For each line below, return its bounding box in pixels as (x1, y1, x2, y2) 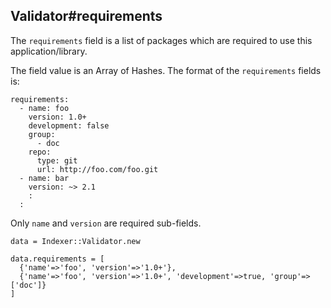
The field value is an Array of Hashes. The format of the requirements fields (10, 64, 322, 76)
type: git (36, 155, 78, 166)
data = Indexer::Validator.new (10, 236, 141, 246)
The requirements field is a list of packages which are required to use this (10, 34, 313, 46)
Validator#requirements (10, 8, 163, 25)
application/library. (10, 45, 88, 57)
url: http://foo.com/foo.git (36, 164, 159, 174)
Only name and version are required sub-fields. (10, 217, 202, 229)
